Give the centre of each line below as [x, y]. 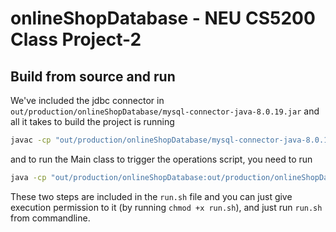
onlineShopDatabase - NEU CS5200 [163, 18]
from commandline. [50, 218]
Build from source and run [93, 76]
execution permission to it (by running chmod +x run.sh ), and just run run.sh [166, 207]
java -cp [28, 177]
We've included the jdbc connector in [87, 100]
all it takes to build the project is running [92, 121]
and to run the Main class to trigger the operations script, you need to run [161, 159]
